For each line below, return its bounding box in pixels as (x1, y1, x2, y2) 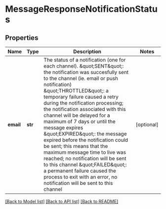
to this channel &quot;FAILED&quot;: (43, 161, 127, 168)
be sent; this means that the (43, 143, 108, 149)
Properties (5, 34, 39, 42)
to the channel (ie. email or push (43, 75, 119, 82)
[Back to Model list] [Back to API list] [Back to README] (5, 199, 119, 204)
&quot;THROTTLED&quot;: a (43, 87, 109, 94)
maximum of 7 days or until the (43, 118, 116, 125)
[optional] (135, 121, 159, 128)
